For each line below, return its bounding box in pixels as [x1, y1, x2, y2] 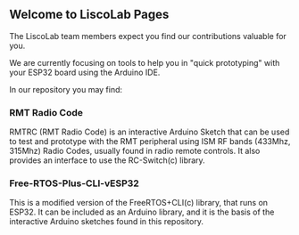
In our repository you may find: [9, 84, 123, 94]
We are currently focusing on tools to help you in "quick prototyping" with [9, 57, 280, 68]
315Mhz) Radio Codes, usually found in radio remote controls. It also [9, 146, 261, 157]
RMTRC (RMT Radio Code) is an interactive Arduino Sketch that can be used [9, 126, 290, 137]
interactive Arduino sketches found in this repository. [9, 216, 203, 227]
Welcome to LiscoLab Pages [9, 7, 170, 22]
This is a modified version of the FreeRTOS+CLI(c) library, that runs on [9, 198, 269, 208]
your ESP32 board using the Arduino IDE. [9, 67, 161, 77]
